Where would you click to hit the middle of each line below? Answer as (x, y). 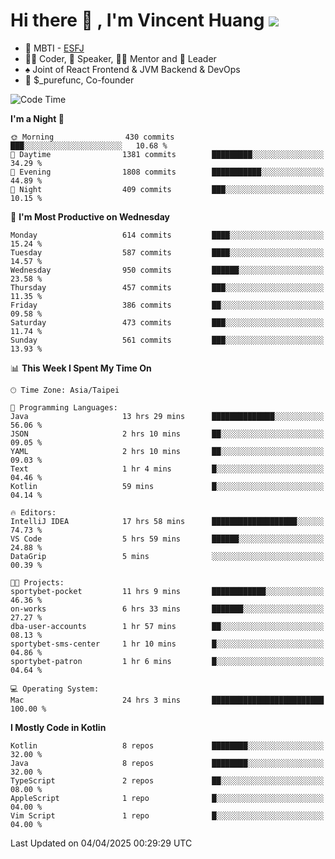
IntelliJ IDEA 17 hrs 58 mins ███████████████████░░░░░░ (167, 521)
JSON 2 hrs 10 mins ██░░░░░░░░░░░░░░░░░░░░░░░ (167, 434)
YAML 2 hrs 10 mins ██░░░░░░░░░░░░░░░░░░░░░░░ (167, 451)
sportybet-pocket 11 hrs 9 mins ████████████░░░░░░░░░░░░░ (167, 591)
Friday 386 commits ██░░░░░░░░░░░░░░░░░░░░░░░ (167, 305)
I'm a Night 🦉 (37, 118)
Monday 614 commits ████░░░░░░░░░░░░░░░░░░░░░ (167, 235)
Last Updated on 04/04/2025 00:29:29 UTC (101, 843)
